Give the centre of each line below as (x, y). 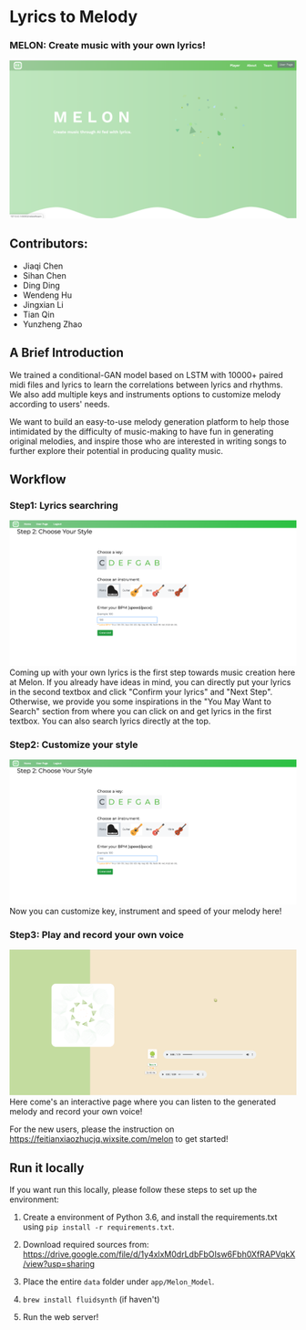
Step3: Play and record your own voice (97, 935)
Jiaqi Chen (43, 266)
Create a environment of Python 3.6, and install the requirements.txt (150, 1217)
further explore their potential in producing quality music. (116, 450)
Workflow (38, 480)
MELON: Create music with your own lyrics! (108, 46)
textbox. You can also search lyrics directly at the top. (110, 721)
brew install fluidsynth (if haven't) (91, 1299)
